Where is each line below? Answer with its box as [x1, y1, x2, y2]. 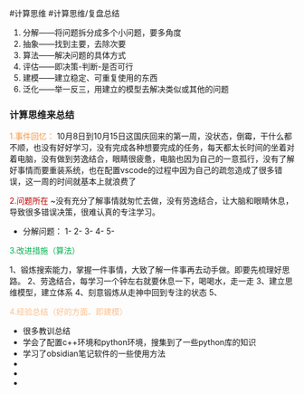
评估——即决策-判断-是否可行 [22, 62, 134, 72]
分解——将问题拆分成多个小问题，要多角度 [22, 27, 182, 38]
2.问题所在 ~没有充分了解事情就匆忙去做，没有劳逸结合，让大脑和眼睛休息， [9, 196, 294, 207]
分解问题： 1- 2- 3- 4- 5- [22, 226, 115, 237]
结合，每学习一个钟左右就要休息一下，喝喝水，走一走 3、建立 [55, 275, 286, 287]
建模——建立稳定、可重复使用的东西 [22, 72, 158, 83]
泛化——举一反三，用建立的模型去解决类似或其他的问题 [22, 84, 229, 94]
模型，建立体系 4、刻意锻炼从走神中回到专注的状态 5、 [16, 287, 223, 298]
